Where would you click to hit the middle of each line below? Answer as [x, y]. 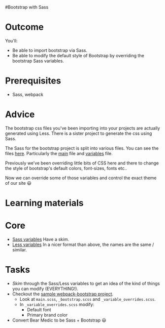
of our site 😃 [18, 183]
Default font [39, 309]
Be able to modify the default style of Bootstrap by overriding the [78, 55]
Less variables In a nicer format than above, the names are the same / [83, 245]
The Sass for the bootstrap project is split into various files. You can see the [82, 148]
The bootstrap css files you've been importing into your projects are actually [82, 128]
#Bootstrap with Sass [27, 7]
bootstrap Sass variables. [38, 61]
